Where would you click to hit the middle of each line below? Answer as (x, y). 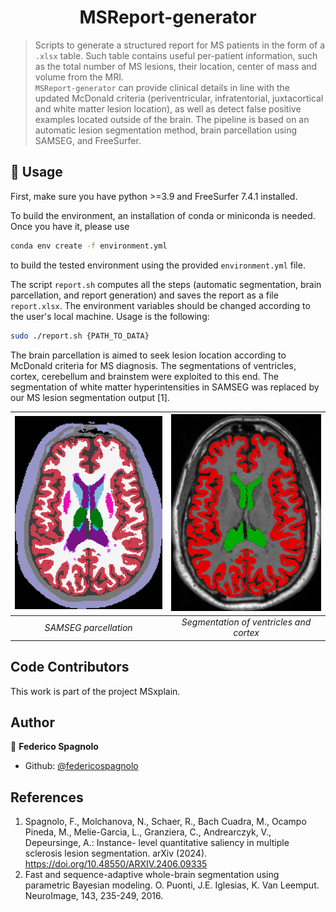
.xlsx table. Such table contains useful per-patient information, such (176, 55)
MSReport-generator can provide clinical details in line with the (162, 87)
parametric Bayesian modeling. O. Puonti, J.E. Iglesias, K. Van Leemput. (172, 885)
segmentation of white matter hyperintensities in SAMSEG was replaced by (165, 387)
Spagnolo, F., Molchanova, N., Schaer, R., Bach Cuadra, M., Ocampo (165, 822)
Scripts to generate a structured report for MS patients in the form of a (180, 45)
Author (32, 722)
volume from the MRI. (79, 77)
